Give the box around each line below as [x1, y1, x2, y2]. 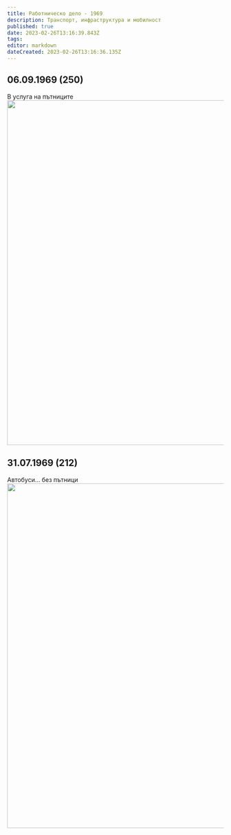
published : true [7, 23, 54, 30]
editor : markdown [7, 42, 57, 49]
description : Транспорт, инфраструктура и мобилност [7, 17, 162, 23]
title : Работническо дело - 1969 [7, 10, 103, 17]
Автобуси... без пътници [7, 475, 78, 483]
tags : [7, 36, 23, 43]
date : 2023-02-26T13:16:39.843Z [7, 29, 100, 37]
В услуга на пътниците [7, 92, 74, 101]
